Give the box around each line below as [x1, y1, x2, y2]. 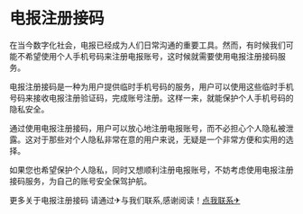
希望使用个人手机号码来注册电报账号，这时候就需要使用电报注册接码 [24, 50, 278, 61]
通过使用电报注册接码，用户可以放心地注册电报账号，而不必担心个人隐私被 [9, 122, 286, 133]
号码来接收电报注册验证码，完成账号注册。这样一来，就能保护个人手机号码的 [9, 92, 294, 103]
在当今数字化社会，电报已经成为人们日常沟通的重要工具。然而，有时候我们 [9, 40, 286, 50]
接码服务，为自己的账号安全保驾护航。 [9, 175, 151, 186]
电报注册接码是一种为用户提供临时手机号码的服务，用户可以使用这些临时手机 [9, 81, 294, 92]
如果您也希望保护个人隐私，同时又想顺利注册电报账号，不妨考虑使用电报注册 [9, 164, 294, 175]
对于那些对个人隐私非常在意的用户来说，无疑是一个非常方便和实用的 [32, 134, 286, 145]
